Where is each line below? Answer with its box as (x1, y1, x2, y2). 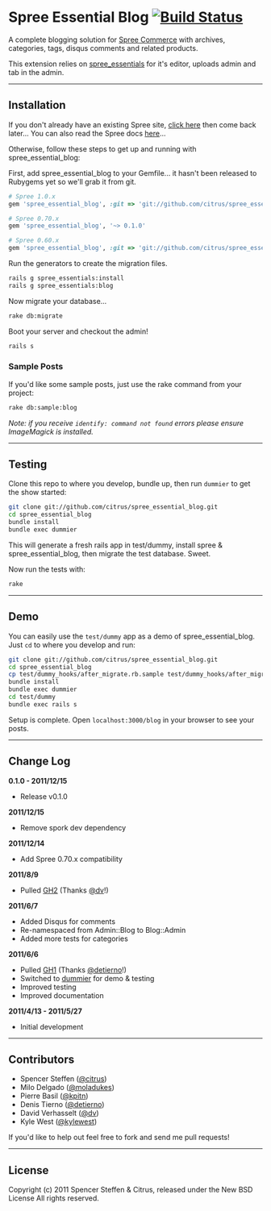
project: (8, 388, 35, 397)
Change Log (8, 755, 71, 768)
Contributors (8, 1053, 75, 1066)
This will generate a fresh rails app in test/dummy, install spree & (8, 540, 223, 550)
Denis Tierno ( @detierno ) (19, 1100, 105, 1109)
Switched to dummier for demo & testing (19, 973, 155, 983)
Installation (8, 98, 66, 112)
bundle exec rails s (8, 700, 78, 709)
